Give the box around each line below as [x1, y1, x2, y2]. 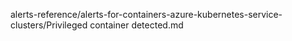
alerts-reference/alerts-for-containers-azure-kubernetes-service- [10, 9, 283, 20]
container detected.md [89, 19, 184, 31]
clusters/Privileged [10, 19, 88, 31]
